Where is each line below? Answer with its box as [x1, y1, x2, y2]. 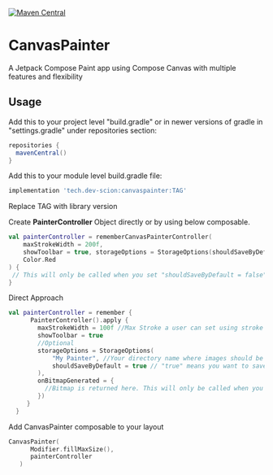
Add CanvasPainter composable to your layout [8, 421, 164, 431]
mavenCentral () [15, 149, 67, 157]
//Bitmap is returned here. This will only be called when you [44, 385, 264, 393]
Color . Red [23, 255, 57, 264]
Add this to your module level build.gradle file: [8, 171, 162, 181]
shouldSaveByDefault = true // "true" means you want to [51, 362, 249, 370]
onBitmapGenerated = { [37, 377, 115, 386]
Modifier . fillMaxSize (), [29, 445, 115, 453]
